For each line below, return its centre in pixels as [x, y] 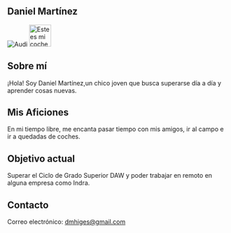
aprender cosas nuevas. [42, 90]
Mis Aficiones [38, 112]
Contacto [28, 205]
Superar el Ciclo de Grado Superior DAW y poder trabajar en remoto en [110, 176]
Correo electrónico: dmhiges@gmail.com [66, 222]
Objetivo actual [41, 158]
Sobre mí [27, 66]
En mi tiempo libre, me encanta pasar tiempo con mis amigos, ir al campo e [115, 129]
